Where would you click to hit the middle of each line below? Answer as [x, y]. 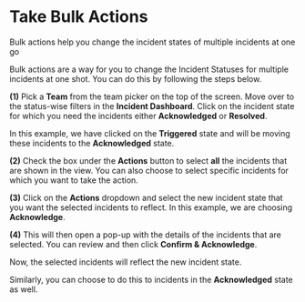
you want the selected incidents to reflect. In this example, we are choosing [151, 207]
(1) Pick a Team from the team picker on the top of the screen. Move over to [152, 96]
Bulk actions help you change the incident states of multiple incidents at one [152, 42]
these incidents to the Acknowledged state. [92, 143]
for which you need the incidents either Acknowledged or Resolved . [138, 116]
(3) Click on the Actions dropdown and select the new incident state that [147, 197]
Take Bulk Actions [79, 17]
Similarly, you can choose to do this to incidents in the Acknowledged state [151, 279]
